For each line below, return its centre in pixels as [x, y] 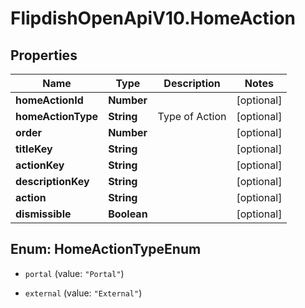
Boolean [128, 214]
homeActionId [49, 100]
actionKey [40, 165]
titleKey [34, 149]
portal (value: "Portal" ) [74, 273]
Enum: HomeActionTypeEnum [106, 249]
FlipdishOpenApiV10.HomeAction [153, 18]
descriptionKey [52, 181]
